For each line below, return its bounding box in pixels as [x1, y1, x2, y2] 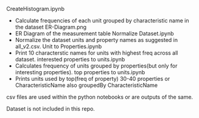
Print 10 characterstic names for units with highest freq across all [15, 49, 178, 57]
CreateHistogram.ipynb [6, 5, 65, 12]
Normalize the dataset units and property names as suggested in [15, 36, 178, 43]
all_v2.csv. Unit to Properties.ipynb [15, 43, 102, 50]
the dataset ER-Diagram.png [15, 24, 87, 30]
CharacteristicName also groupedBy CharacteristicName [15, 82, 158, 89]
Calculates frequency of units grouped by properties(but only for [15, 62, 178, 69]
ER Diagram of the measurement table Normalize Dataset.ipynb [15, 30, 174, 37]
